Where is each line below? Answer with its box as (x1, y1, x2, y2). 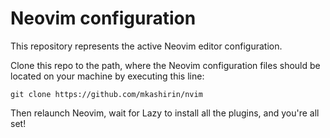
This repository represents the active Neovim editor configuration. (10, 40, 283, 52)
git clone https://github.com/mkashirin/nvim (10, 89, 203, 99)
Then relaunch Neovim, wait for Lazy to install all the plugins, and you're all (10, 107, 320, 119)
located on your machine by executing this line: (10, 70, 205, 82)
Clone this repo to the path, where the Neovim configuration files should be (10, 59, 321, 71)
